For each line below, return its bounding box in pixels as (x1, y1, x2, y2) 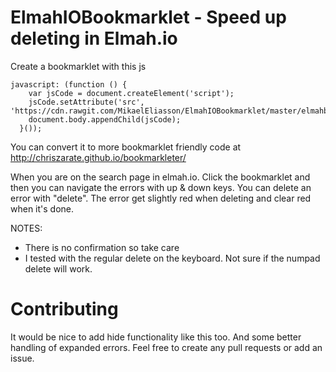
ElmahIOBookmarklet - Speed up (10, 6, 287, 29)
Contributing (10, 298, 119, 321)
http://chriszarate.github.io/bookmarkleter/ (10, 151, 187, 163)
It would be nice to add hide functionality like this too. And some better (10, 331, 302, 343)
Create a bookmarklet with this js (10, 60, 147, 72)
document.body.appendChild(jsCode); (28, 114, 182, 125)
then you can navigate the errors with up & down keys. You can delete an (10, 181, 312, 193)
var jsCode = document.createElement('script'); (28, 88, 235, 98)
